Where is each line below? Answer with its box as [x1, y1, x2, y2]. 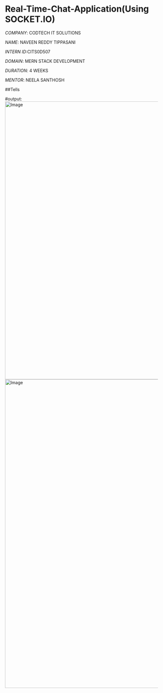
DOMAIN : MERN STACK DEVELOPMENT [5, 58, 85, 64]
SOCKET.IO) [5, 14, 55, 25]
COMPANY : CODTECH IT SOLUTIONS [5, 30, 81, 36]
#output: [5, 96, 22, 102]
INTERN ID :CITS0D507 [5, 49, 50, 55]
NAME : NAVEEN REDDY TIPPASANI [5, 39, 76, 45]
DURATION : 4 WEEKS [5, 67, 49, 74]
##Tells [5, 86, 20, 92]
